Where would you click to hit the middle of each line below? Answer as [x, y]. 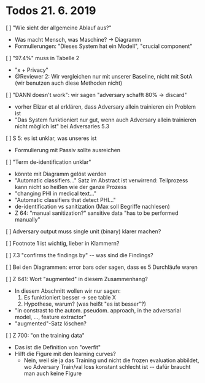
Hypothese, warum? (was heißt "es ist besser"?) [85, 304]
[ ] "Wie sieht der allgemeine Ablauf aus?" [59, 28]
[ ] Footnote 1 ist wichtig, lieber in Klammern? [63, 243]
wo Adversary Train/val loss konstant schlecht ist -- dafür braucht [107, 366]
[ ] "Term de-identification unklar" [48, 162]
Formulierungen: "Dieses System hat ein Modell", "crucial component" [103, 46]
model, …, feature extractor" [50, 317]
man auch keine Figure [53, 373]
